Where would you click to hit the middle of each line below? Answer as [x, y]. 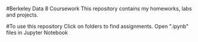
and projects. [22, 15]
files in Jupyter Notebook [37, 33]
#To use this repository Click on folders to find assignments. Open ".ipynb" [97, 26]
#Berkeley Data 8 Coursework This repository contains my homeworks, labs [99, 9]
